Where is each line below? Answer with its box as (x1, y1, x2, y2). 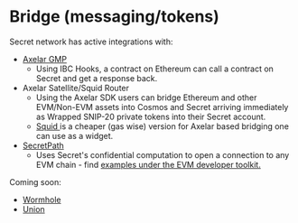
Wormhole (22, 194, 61, 205)
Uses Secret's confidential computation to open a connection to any (35, 149, 290, 160)
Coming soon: (9, 176, 61, 187)
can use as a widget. (35, 130, 114, 141)
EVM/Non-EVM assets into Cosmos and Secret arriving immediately (35, 101, 289, 112)
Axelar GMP (22, 53, 68, 64)
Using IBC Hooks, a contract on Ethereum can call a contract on (35, 63, 274, 74)
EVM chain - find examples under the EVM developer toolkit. (35, 159, 262, 170)
